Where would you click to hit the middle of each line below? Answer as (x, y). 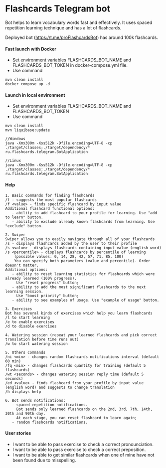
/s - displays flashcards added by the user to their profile (71, 243)
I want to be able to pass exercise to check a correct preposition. (79, 450)
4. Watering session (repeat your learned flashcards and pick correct (81, 335)
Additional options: (27, 270)
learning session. (24, 291)
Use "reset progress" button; (48, 283)
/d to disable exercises (31, 326)
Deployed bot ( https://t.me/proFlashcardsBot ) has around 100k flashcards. (82, 37)
